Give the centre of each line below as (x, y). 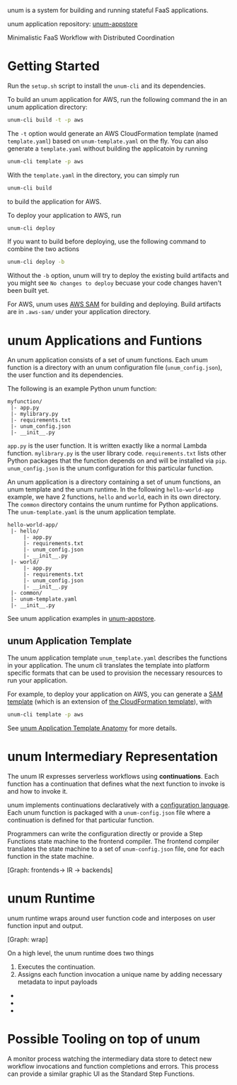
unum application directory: (47, 107)
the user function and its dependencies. (65, 375)
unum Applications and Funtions (105, 341)
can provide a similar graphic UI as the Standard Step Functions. (101, 1074)
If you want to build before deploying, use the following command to (107, 242)
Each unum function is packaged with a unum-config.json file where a (109, 812)
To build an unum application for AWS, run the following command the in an (117, 99)
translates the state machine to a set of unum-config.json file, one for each (116, 849)
